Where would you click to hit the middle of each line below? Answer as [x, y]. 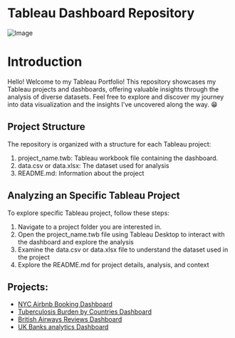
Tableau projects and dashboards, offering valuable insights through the [113, 89]
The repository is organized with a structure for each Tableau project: [109, 144]
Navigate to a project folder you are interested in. [90, 227]
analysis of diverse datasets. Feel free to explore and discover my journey [116, 96]
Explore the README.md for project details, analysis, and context [113, 264]
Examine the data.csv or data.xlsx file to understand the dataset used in [123, 249]
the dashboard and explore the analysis [75, 242]
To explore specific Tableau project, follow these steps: [88, 213]
